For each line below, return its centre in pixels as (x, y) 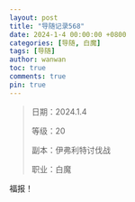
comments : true (38, 77)
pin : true (28, 85)
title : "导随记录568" (47, 26)
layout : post (34, 18)
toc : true (28, 69)
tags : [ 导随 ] (32, 51)
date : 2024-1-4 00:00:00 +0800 (68, 34)
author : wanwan (38, 60)
